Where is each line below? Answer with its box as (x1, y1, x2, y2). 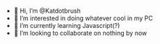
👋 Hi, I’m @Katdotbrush (13, 7, 81, 15)
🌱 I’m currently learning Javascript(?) (13, 22, 120, 29)
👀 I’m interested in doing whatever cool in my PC (13, 14, 153, 22)
